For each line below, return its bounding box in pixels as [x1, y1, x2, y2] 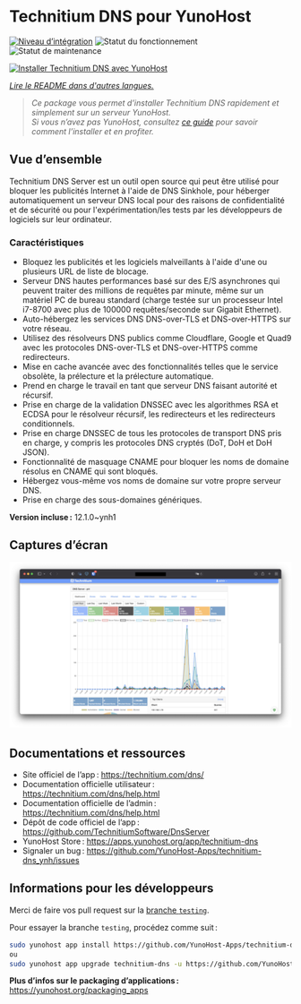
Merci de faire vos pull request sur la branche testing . [9, 905, 210, 915]
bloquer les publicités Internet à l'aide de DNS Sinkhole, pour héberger [9, 185, 271, 196]
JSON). [21, 447, 50, 458]
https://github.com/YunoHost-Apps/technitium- [86, 845, 262, 856]
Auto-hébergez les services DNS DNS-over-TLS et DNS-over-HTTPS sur [21, 313, 291, 324]
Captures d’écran [9, 537, 108, 553]
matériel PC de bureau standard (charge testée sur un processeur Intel [21, 295, 284, 305]
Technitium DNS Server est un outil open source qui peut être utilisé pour [9, 176, 279, 186]
